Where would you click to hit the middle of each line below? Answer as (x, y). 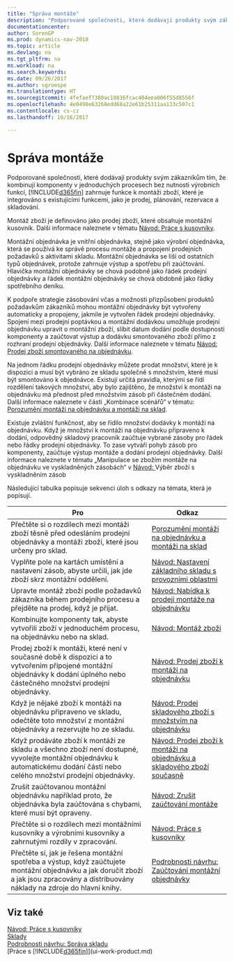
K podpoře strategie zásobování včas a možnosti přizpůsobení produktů (111, 299)
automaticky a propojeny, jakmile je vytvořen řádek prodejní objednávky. (111, 314)
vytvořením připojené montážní (62, 665)
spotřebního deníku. (36, 286)
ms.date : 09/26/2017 (37, 78)
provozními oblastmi (185, 579)
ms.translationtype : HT (42, 91)
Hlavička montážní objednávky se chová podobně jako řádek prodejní (107, 271)
